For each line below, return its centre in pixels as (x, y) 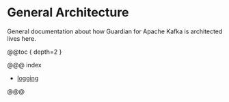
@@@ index (25, 65)
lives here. (22, 38)
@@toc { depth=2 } (35, 52)
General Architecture (68, 13)
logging (28, 78)
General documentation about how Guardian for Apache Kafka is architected (115, 31)
